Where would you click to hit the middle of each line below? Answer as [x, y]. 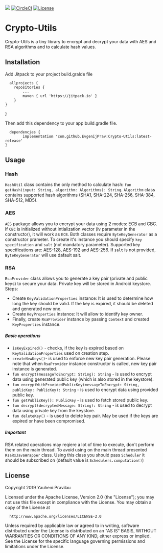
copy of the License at [28, 507]
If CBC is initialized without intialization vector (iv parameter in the [70, 229]
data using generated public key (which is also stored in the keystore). [83, 379]
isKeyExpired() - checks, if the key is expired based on [68, 348]
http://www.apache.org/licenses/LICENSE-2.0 [56, 516]
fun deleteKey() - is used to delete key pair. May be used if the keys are [85, 416]
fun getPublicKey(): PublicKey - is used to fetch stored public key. [80, 400]
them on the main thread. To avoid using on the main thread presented [76, 449]
